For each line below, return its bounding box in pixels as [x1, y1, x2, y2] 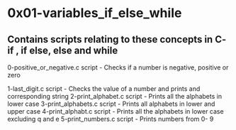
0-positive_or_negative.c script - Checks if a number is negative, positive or [7, 63, 229, 72]
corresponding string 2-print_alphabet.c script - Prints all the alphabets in [7, 92, 222, 100]
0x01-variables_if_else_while [7, 5, 182, 21]
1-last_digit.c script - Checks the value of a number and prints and [7, 85, 201, 93]
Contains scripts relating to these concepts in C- [7, 33, 227, 45]
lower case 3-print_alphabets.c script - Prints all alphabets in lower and [7, 99, 215, 108]
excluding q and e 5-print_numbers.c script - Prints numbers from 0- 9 [7, 115, 214, 123]
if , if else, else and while [7, 44, 118, 56]
